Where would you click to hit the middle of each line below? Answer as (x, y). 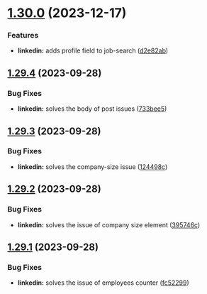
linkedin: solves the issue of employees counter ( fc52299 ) (103, 283)
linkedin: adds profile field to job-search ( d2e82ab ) (93, 50)
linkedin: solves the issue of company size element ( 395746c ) (109, 224)
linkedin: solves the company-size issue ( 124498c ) (93, 167)
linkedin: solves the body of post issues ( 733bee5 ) (92, 109)
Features (23, 36)
